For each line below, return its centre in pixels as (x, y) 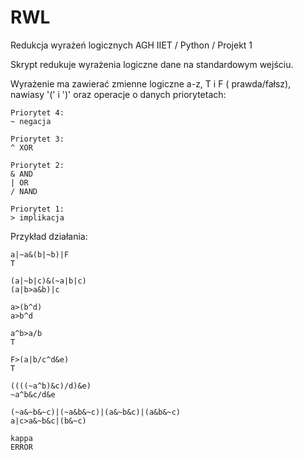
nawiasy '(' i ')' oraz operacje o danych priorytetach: (118, 94)
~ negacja (31, 121)
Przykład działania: (49, 236)
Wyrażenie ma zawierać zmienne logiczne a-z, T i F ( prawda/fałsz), (151, 83)
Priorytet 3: (37, 139)
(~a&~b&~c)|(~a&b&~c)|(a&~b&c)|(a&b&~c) (96, 412)
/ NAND (24, 191)
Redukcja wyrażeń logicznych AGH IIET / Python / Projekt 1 (131, 45)
